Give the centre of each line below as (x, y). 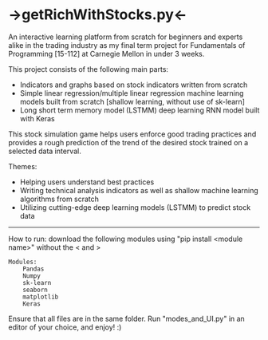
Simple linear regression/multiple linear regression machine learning (132, 93)
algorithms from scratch (59, 199)
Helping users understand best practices (87, 182)
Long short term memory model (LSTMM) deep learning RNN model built (140, 110)
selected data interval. (45, 151)
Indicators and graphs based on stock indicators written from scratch (134, 85)
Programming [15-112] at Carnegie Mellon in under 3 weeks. (106, 53)
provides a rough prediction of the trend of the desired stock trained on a (128, 142)
